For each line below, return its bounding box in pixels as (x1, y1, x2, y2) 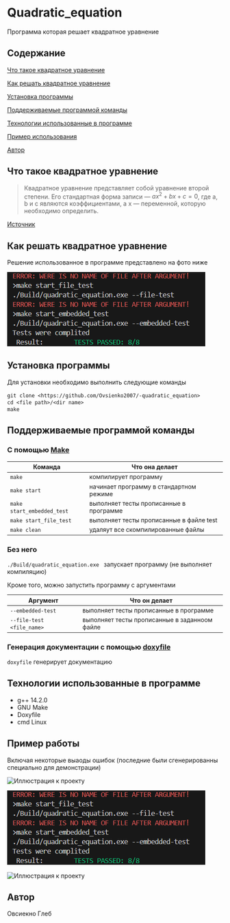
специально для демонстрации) (7, 763, 101, 771)
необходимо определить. (23, 207, 99, 215)
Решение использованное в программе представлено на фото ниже (7, 258, 208, 267)
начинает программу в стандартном (89, 482, 196, 491)
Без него (7, 544, 38, 554)
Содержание (7, 47, 66, 59)
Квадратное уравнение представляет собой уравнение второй (23, 184, 209, 192)
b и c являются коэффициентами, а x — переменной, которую (23, 199, 207, 208)
